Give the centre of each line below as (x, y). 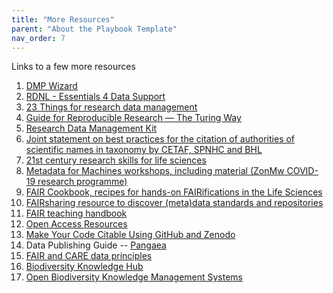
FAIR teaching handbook (76, 213)
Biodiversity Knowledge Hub (84, 267)
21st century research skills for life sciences (116, 160)
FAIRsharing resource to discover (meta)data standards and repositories (174, 203)
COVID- (302, 171)
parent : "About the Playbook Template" (94, 29)
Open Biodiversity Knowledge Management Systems (134, 277)
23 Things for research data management (111, 107)
